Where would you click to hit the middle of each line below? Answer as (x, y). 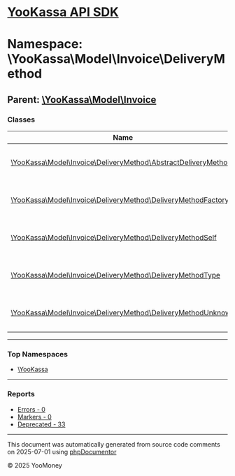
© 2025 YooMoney (35, 465)
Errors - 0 (31, 409)
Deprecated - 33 (41, 424)
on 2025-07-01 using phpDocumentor (62, 452)
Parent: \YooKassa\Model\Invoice (82, 100)
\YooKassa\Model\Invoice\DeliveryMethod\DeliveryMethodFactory (120, 200)
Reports (21, 394)
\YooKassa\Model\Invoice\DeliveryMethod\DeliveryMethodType (115, 275)
